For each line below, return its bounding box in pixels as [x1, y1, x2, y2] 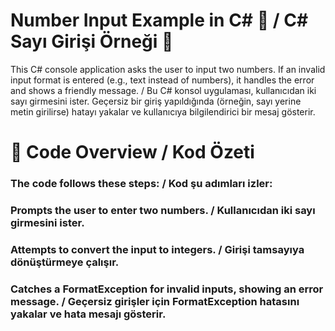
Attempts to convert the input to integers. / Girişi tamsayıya [10, 242, 305, 256]
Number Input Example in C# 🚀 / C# [10, 9, 309, 32]
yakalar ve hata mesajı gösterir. [10, 307, 167, 321]
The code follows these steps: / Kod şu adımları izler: [10, 177, 273, 191]
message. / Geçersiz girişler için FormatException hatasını [10, 294, 300, 308]
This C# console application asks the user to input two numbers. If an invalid [10, 63, 326, 75]
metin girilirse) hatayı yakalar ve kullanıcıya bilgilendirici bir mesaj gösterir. [10, 105, 316, 118]
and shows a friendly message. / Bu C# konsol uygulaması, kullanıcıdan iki [10, 84, 317, 96]
